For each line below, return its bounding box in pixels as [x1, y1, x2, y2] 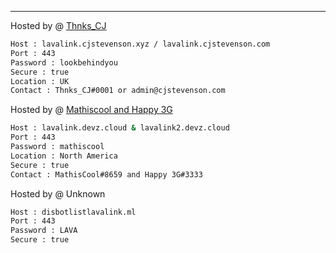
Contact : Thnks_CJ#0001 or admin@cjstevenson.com [10, 86, 226, 96]
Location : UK [10, 76, 70, 86]
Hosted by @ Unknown [10, 187, 106, 200]
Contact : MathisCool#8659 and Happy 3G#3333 [10, 169, 203, 180]
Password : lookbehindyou [10, 57, 118, 68]
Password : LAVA [10, 226, 78, 236]
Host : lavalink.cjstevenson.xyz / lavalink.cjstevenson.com [10, 39, 271, 49]
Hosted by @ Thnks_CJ [10, 20, 107, 31]
